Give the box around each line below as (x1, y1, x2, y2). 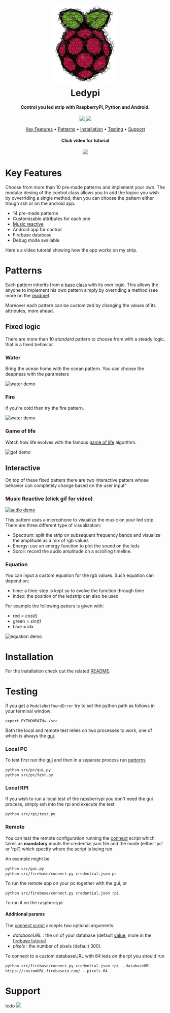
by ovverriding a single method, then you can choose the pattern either (5, 195, 154, 201)
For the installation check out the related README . (5, 668, 111, 674)
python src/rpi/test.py (5, 812, 56, 817)
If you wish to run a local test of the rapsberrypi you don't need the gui (5, 796, 153, 802)
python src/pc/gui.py (5, 768, 51, 773)
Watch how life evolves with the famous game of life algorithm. (5, 439, 137, 445)
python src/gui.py (5, 866, 44, 871)
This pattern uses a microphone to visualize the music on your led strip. (5, 516, 155, 523)
